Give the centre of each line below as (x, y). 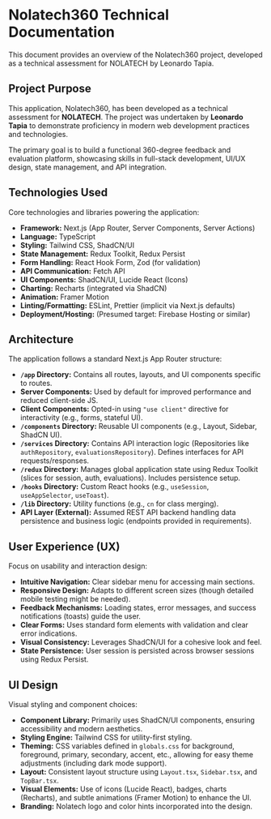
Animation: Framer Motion (64, 297)
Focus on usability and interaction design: (78, 566)
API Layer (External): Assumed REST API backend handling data (128, 512)
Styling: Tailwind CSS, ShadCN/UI (77, 245)
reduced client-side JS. (59, 401)
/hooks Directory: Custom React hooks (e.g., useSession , (114, 487)
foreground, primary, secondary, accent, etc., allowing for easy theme (136, 755)
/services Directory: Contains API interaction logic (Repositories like (134, 444)
